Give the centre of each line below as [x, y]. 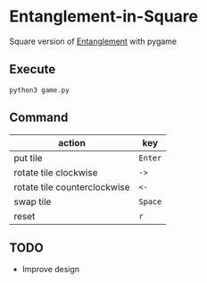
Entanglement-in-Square [104, 17]
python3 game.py [39, 90]
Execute [33, 69]
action [72, 142]
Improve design [51, 270]
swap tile [33, 202]
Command [39, 118]
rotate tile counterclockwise [72, 187]
